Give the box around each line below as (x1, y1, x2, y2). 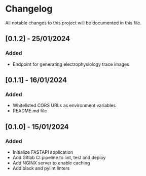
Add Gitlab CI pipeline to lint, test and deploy (12, 155, 106, 160)
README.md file (12, 108, 47, 114)
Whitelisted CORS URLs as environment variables (12, 102, 116, 109)
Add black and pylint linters (12, 165, 70, 171)
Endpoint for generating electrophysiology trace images (12, 61, 129, 67)
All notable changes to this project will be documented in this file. (5, 20, 142, 26)
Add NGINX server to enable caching (12, 160, 90, 166)
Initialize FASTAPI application (12, 149, 74, 155)
